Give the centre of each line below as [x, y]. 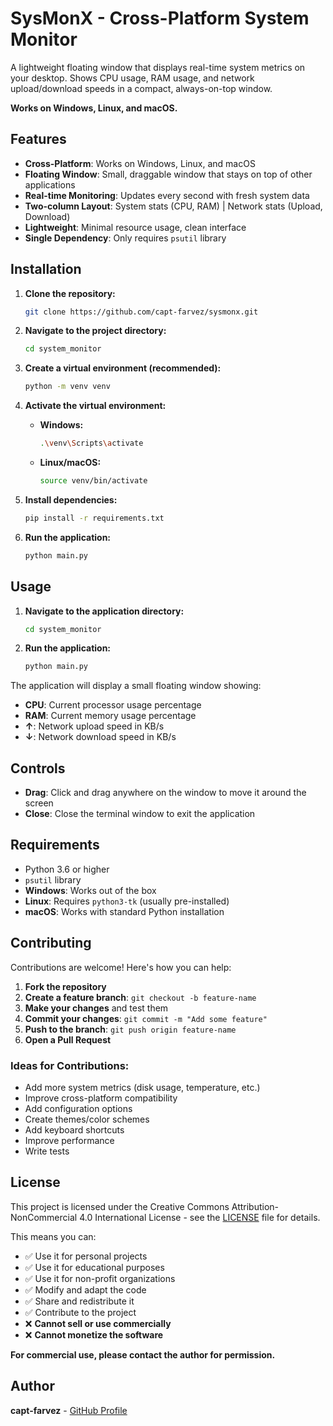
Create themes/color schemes [87, 1119]
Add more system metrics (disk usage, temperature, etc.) [142, 1087]
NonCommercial [44, 1217]
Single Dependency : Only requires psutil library [125, 238]
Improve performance [69, 1140]
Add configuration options [78, 1108]
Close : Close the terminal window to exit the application [140, 814]
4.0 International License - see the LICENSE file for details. [200, 1217]
